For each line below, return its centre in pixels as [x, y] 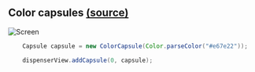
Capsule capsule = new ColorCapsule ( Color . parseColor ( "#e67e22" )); [135, 46]
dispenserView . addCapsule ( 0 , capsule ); [88, 60]
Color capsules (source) [68, 13]
